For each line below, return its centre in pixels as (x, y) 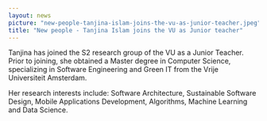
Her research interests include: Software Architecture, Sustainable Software (132, 93)
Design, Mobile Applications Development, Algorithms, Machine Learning (128, 102)
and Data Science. (39, 110)
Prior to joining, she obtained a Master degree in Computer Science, (120, 61)
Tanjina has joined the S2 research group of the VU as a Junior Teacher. (126, 53)
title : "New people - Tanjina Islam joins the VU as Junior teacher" (126, 30)
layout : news (30, 15)
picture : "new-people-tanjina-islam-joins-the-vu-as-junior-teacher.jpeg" (135, 23)
